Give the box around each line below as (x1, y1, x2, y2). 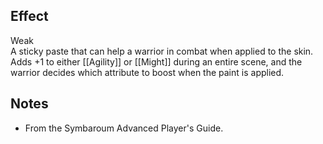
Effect (10, 8, 49, 25)
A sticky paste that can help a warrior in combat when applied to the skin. (10, 45, 314, 57)
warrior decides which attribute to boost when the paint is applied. (10, 66, 285, 78)
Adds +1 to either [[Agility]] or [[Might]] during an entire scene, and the (10, 55, 303, 68)
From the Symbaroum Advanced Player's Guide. (24, 122, 224, 134)
